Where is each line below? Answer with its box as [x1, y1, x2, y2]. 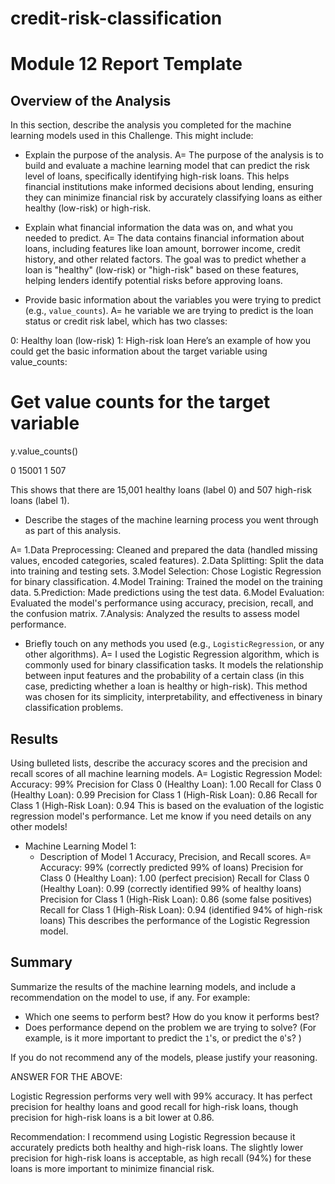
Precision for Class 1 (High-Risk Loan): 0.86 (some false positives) [39, 893, 313, 905]
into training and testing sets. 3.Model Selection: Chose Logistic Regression [10, 565, 322, 577]
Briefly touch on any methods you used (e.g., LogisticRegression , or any [24, 638, 325, 650]
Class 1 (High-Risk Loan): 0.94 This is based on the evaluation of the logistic [10, 799, 325, 811]
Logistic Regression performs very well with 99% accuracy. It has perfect [10, 1090, 313, 1102]
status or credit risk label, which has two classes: [24, 315, 228, 327]
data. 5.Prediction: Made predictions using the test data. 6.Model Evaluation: [10, 587, 325, 599]
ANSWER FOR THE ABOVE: [10, 1070, 123, 1082]
